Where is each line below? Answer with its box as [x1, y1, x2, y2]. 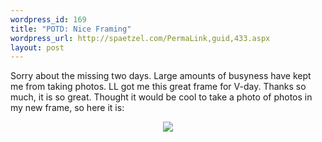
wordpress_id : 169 [10, 14, 87, 25]
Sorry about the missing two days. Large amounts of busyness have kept [10, 70, 312, 82]
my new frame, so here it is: [10, 102, 125, 114]
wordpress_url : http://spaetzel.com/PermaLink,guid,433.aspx [10, 33, 271, 43]
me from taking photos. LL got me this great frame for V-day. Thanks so [10, 81, 307, 93]
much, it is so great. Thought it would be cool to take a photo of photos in [10, 91, 313, 103]
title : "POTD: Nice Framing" [10, 24, 132, 34]
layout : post [10, 42, 65, 53]
